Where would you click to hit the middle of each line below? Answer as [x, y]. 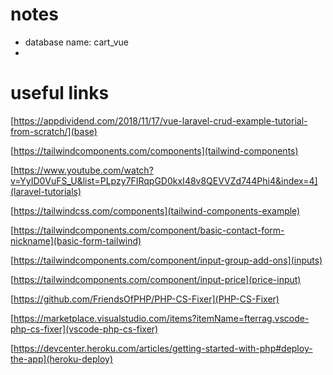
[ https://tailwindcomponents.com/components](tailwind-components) [154, 150]
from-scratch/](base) [54, 131]
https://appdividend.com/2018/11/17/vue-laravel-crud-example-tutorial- [160, 120]
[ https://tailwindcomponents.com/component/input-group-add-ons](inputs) [166, 260]
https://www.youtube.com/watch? [83, 170]
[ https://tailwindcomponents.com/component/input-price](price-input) [156, 279]
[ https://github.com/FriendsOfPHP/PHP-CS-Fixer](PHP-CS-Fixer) [145, 299]
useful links [60, 93]
